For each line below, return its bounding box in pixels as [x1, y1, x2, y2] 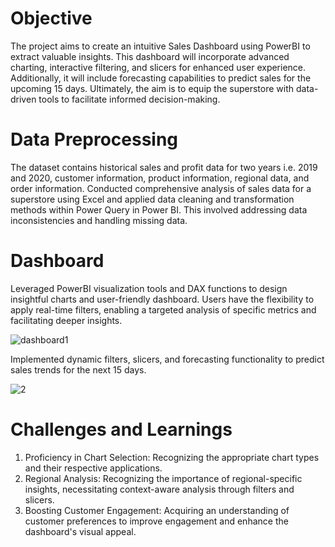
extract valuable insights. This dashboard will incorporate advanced [10, 50, 290, 62]
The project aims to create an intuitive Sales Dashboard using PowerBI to [10, 40, 311, 52]
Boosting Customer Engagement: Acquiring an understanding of [24, 504, 290, 516]
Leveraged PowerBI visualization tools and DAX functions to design [10, 282, 288, 294]
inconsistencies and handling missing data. [10, 214, 188, 226]
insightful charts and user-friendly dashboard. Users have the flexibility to [10, 293, 315, 305]
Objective [10, 7, 93, 30]
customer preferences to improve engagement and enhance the [24, 515, 289, 527]
